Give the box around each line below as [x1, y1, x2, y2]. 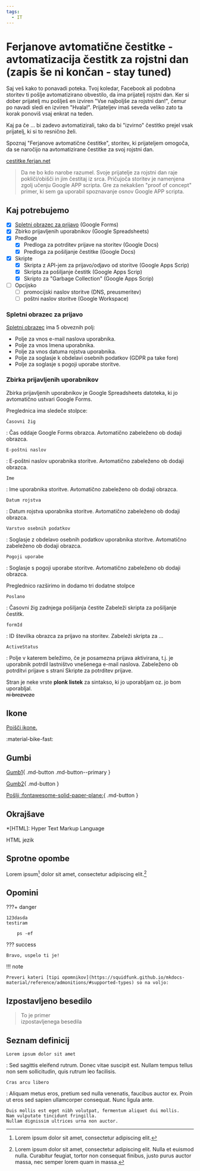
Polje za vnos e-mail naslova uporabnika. [14, 335, 116, 342]
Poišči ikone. [6, 724, 37, 731]
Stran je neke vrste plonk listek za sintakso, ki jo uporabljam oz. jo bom [6, 678, 182, 686]
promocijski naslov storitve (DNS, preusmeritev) [23, 288, 142, 295]
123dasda [6, 915, 28, 921]
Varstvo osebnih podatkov [6, 525, 70, 531]
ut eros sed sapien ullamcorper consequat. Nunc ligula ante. [6, 1096, 154, 1103]
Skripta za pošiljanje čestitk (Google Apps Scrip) [23, 268, 143, 275]
